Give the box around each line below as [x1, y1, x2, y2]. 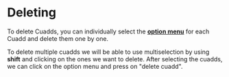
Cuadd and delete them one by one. [7, 34, 108, 42]
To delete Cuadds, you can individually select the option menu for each [7, 27, 210, 35]
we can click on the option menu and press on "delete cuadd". [7, 62, 183, 70]
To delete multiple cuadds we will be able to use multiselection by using [7, 48, 210, 56]
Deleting [7, 5, 57, 20]
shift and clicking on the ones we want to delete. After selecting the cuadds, [7, 55, 223, 63]
